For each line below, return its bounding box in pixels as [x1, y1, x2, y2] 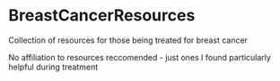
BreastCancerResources [8, 5, 196, 26]
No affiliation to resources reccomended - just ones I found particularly [8, 52, 271, 62]
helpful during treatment [8, 61, 99, 72]
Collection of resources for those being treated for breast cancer [8, 35, 249, 45]
